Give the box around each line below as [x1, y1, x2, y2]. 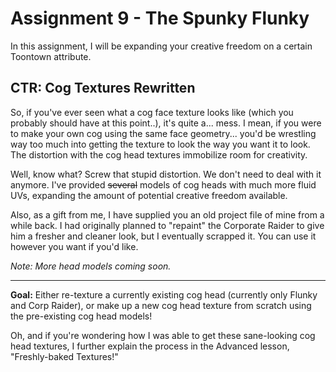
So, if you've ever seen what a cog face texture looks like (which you [10, 106, 294, 118]
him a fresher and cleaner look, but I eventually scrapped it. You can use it [10, 230, 317, 242]
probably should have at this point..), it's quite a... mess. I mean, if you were [10, 117, 322, 129]
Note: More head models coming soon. [10, 260, 172, 272]
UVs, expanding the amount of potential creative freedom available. [10, 189, 288, 201]
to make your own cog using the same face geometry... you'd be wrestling [10, 127, 317, 139]
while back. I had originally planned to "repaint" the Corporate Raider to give [10, 219, 325, 231]
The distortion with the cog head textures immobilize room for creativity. [10, 148, 308, 161]
